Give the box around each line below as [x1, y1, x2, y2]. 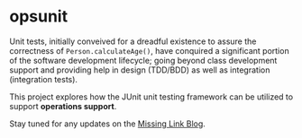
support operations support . [9, 100, 117, 111]
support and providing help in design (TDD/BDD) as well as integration [9, 65, 270, 75]
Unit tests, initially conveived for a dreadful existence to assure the [9, 36, 257, 47]
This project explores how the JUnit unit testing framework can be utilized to [9, 91, 294, 102]
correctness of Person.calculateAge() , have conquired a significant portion [9, 45, 290, 56]
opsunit [9, 6, 69, 27]
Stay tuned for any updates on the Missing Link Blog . [9, 118, 206, 129]
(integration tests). [9, 73, 78, 84]
